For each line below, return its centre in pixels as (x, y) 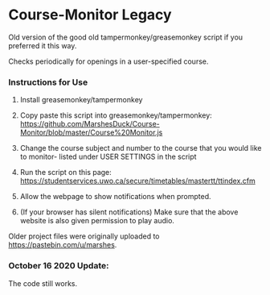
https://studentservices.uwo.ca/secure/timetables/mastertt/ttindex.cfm (137, 181)
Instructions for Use (48, 82)
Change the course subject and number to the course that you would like (141, 148)
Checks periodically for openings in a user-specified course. (108, 61)
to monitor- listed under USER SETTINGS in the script (108, 157)
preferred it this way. (43, 45)
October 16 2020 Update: (59, 266)
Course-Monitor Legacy (90, 15)
